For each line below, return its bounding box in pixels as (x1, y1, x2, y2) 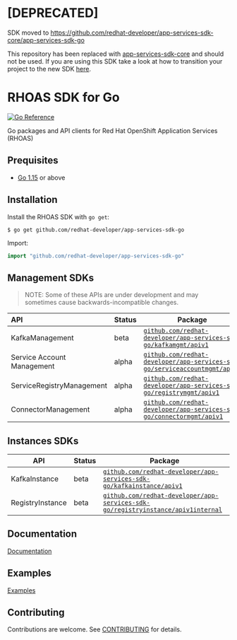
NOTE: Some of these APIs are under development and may (24, 291, 199, 299)
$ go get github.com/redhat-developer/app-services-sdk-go (7, 226, 185, 233)
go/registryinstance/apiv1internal (103, 506, 223, 513)
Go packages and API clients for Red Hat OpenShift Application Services (7, 126, 218, 135)
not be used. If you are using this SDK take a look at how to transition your (7, 57, 223, 65)
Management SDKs (7, 272, 94, 284)
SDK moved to (7, 28, 49, 37)
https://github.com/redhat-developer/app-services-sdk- (50, 28, 214, 37)
